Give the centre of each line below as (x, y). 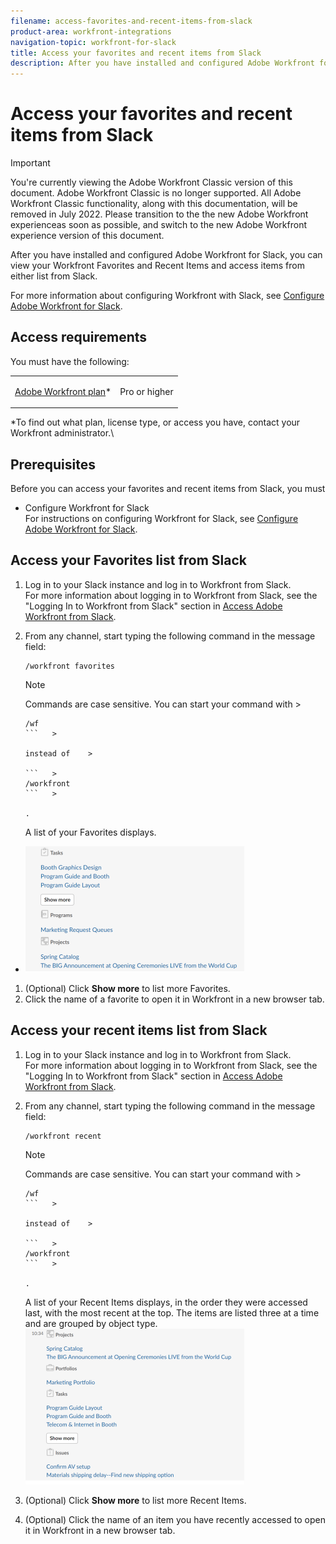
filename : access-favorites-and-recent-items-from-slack (131, 21)
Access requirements (79, 337)
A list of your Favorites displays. (90, 832)
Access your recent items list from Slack (139, 1030)
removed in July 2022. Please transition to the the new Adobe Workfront (159, 214)
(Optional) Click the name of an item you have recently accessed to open (175, 1519)
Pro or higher (146, 391)
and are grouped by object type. (91, 1323)
